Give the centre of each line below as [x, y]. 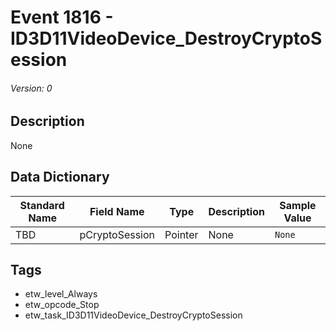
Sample [298, 205]
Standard [42, 205]
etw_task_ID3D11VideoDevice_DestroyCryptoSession [133, 315]
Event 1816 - [62, 17]
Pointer [181, 234]
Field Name [117, 211]
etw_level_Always [61, 294]
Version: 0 [31, 88]
